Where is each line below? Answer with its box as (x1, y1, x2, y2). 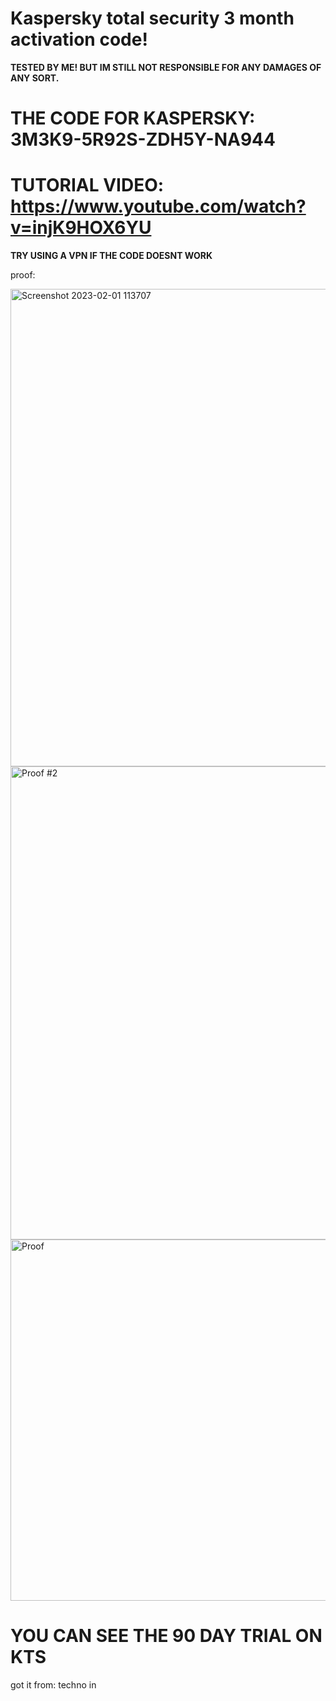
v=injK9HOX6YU (10, 217, 152, 239)
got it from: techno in (10, 1679, 97, 1691)
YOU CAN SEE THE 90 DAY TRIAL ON (10, 1625, 323, 1647)
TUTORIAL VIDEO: (10, 174, 165, 197)
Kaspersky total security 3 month (10, 7, 295, 30)
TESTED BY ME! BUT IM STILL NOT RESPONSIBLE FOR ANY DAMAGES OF (10, 61, 322, 73)
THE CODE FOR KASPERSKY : (10, 107, 256, 130)
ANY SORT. (10, 72, 60, 84)
